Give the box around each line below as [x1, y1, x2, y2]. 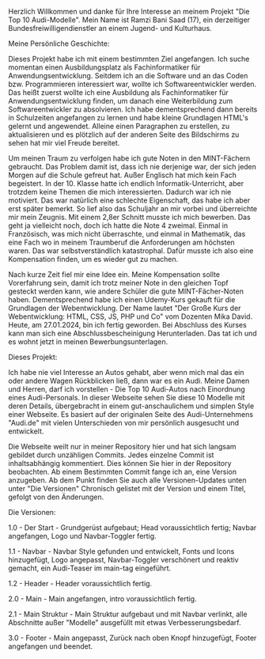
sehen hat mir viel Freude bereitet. [8, 138, 120, 147]
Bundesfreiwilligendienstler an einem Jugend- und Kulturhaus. [8, 24, 212, 32]
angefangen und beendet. [8, 642, 93, 651]
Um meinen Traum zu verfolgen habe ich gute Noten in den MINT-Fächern [8, 153, 251, 163]
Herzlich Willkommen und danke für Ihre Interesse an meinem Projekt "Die [8, 7, 250, 16]
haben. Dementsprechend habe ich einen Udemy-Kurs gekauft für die [8, 295, 236, 304]
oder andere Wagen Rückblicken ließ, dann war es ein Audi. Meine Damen [8, 376, 250, 385]
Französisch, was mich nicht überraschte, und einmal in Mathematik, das [8, 229, 246, 238]
